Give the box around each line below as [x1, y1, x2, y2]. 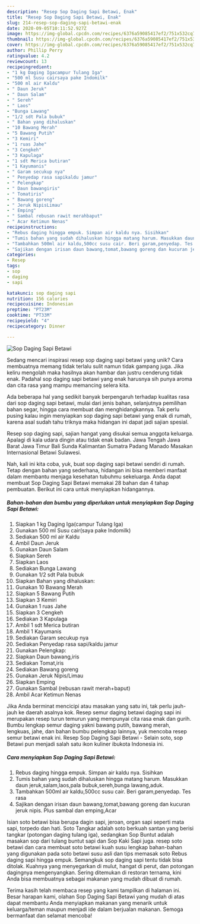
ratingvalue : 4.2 [7, 53, 50, 59]
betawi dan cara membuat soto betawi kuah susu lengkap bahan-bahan [7, 843, 183, 850]
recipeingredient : [7, 64, 52, 70]
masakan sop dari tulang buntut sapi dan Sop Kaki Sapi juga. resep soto [7, 837, 183, 844]
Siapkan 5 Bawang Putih [15, 589, 75, 597]
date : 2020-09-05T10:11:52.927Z [7, 25, 87, 31]
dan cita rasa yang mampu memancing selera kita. [7, 381, 130, 389]
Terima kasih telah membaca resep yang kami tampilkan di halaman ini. [7, 887, 181, 894]
